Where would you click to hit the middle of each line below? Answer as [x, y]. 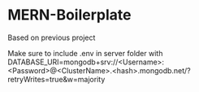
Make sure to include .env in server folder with [85, 53]
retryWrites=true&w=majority [56, 79]
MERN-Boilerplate [69, 15]
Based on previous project [52, 37]
